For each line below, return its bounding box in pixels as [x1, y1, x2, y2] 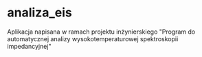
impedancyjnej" [7, 42, 52, 50]
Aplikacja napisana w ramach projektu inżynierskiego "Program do [7, 27, 196, 36]
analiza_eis [7, 5, 72, 21]
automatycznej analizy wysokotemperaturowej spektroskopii [7, 34, 179, 43]
